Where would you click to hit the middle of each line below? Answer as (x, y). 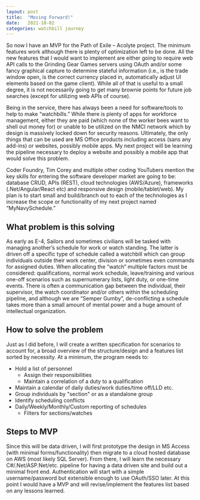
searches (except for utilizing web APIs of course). (68, 96)
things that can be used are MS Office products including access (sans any (99, 139)
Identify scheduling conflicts (50, 400)
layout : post (22, 12)
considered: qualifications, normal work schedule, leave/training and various (100, 273)
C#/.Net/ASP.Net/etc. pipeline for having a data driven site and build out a (97, 465)
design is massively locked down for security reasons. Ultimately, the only (97, 133)
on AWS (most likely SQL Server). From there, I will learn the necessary (93, 459)
